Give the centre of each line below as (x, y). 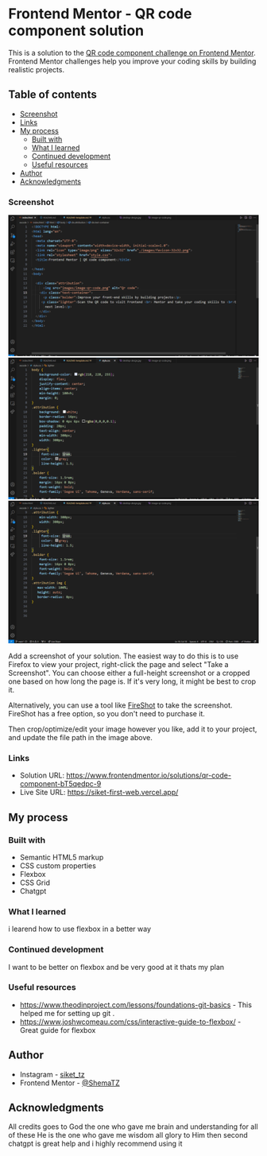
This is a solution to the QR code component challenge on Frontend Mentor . (132, 52)
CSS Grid (35, 883)
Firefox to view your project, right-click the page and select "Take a (118, 664)
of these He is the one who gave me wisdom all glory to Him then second (128, 1135)
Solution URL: (42, 775)
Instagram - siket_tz (52, 1074)
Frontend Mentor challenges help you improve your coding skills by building (132, 61)
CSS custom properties (58, 865)
